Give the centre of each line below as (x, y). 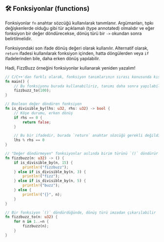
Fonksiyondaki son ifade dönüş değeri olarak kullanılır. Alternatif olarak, (77, 48)
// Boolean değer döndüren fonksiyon (43, 104)
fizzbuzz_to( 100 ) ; (32, 91)
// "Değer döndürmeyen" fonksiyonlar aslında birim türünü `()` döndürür (82, 154)
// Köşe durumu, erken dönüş (43, 113)
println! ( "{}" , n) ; (42, 194)
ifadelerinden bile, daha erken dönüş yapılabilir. (52, 58)
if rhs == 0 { (28, 118)
